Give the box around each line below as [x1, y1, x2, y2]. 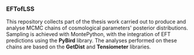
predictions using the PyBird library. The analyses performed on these [6, 37, 177, 44]
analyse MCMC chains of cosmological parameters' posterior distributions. [6, 24, 189, 31]
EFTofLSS [6, 5, 35, 13]
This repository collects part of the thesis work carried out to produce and [6, 18, 186, 25]
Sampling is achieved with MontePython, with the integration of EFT [6, 31, 171, 38]
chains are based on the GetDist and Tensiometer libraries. [6, 43, 152, 50]
